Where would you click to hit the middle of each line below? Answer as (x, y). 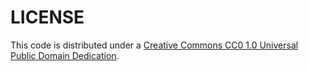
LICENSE (47, 17)
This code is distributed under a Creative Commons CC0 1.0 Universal (154, 45)
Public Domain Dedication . (65, 55)
